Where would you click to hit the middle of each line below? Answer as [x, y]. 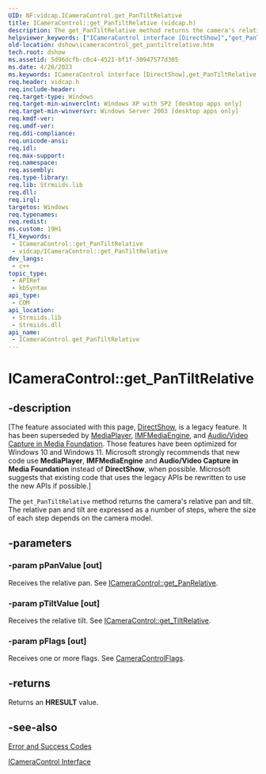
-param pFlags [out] [47, 641]
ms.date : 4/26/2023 [40, 67]
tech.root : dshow [37, 52]
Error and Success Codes [50, 746]
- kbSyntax [29, 288]
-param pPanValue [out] [55, 566]
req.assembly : [32, 170]
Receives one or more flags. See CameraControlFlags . [97, 658]
